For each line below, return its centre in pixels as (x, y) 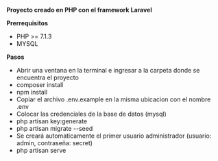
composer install (40, 85)
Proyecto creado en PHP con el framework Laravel (79, 10)
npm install (32, 92)
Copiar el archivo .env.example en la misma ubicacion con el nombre (113, 99)
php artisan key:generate (52, 121)
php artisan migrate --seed (54, 128)
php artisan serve (41, 150)
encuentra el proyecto (48, 77)
